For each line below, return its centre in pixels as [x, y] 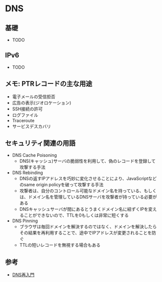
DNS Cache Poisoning [35, 155]
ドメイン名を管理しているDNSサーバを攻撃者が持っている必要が [93, 197]
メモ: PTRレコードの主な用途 [49, 84]
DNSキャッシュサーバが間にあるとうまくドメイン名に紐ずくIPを [84, 209]
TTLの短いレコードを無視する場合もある [60, 245]
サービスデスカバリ [32, 126]
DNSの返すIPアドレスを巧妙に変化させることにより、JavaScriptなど [88, 179]
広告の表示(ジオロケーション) [42, 103]
